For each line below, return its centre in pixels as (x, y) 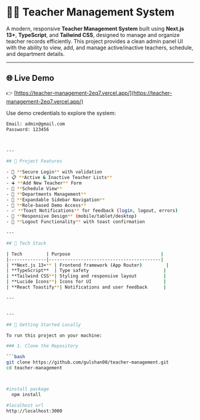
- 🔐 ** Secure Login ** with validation (54, 172)
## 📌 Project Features (34, 161)
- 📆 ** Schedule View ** (34, 189)
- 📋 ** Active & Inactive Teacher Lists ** (59, 178)
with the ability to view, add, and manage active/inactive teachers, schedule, (100, 48)
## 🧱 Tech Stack (26, 243)
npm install (26, 394)
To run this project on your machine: (54, 336)
